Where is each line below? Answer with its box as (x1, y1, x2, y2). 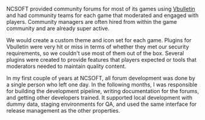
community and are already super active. (6, 24, 110, 32)
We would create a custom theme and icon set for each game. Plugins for (6, 37, 192, 43)
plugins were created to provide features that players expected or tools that (6, 56, 197, 63)
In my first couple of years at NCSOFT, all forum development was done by (6, 75, 196, 81)
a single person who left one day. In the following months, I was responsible (6, 81, 198, 88)
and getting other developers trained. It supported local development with (6, 94, 193, 101)
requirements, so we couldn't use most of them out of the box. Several (6, 50, 184, 57)
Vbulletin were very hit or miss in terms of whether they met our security (6, 43, 189, 50)
